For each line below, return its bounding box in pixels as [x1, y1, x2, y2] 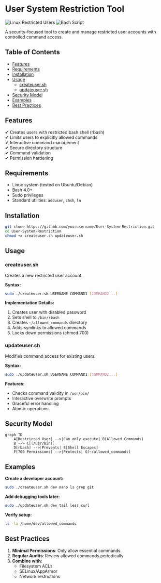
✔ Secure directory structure [5, 145, 63, 150]
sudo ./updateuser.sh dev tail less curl [5, 503, 90, 508]
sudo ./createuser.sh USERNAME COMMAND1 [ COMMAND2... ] [5, 291, 118, 296]
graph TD [5, 433, 23, 437]
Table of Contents [5, 48, 60, 56]
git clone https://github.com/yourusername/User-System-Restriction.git [5, 224, 155, 229]
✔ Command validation [5, 150, 51, 156]
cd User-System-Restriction [5, 229, 62, 234]
